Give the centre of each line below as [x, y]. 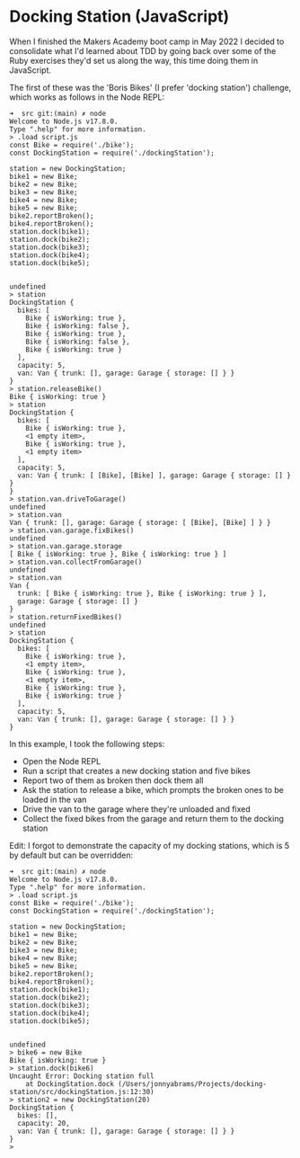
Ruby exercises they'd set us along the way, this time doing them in [134, 60]
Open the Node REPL [62, 761]
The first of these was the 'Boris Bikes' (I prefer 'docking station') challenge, [150, 87]
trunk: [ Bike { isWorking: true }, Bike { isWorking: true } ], [142, 593]
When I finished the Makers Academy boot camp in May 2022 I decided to [147, 41]
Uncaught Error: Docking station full [82, 1076]
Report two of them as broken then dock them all [113, 780]
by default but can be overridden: [71, 855]
